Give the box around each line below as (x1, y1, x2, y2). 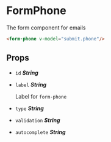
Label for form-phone (15, 92, 67, 100)
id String (15, 69, 38, 77)
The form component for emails (6, 24, 86, 31)
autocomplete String (15, 128, 66, 135)
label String (15, 81, 47, 88)
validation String (15, 116, 60, 124)
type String (15, 105, 44, 112)
